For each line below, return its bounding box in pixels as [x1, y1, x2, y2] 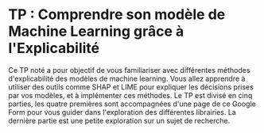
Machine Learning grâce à [8, 22, 184, 40]
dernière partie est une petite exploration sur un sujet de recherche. [8, 116, 231, 125]
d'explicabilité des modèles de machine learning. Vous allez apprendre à [8, 74, 246, 83]
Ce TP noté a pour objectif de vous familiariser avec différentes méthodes [8, 65, 250, 74]
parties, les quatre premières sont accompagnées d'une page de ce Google [8, 99, 256, 108]
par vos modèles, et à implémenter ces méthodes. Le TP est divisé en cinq [8, 90, 253, 100]
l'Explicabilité [8, 40, 100, 57]
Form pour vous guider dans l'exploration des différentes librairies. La [8, 107, 236, 116]
